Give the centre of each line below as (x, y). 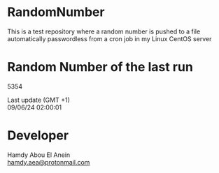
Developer (38, 136)
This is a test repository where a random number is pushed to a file (104, 31)
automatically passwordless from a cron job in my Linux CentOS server (109, 38)
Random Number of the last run (100, 67)
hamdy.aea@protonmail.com (49, 162)
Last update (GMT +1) (38, 100)
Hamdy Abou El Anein (39, 155)
